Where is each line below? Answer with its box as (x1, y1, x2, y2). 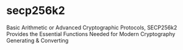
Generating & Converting (6, 37, 69, 44)
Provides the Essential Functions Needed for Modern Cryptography (6, 30, 176, 37)
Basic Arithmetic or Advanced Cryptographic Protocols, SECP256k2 (6, 24, 178, 31)
